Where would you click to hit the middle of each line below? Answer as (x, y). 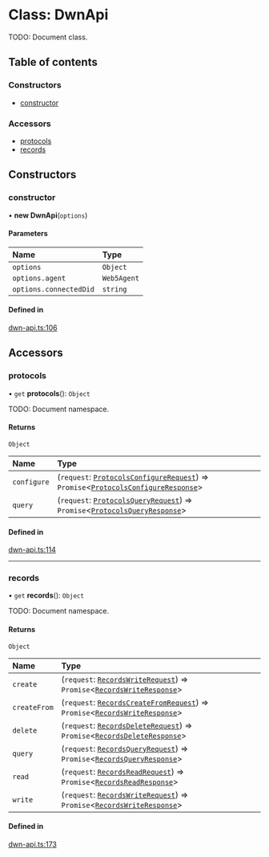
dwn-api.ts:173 (33, 844)
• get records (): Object (46, 595)
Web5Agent (121, 278)
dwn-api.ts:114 (32, 550)
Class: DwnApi (58, 15)
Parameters (28, 234)
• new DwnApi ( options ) (48, 215)
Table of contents (53, 62)
